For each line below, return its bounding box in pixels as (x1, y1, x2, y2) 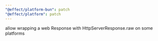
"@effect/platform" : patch (5, 12, 61, 17)
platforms (5, 30, 25, 36)
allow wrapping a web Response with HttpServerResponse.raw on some (5, 25, 153, 31)
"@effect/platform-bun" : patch (5, 7, 70, 12)
